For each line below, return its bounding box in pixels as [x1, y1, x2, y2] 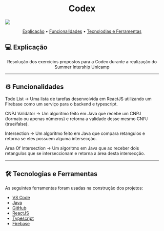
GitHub [12, 205, 27, 211]
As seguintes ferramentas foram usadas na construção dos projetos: [5, 185, 143, 191]
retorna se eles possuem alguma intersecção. [5, 135, 97, 141]
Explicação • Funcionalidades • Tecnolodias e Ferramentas [22, 28, 142, 34]
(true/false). [5, 121, 29, 127]
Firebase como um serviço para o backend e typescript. [5, 101, 118, 107]
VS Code [12, 195, 30, 201]
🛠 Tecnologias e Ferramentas [5, 170, 98, 178]
